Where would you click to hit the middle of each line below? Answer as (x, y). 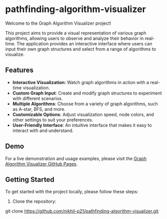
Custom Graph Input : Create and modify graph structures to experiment (87, 93)
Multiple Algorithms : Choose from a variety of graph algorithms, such (85, 104)
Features (19, 70)
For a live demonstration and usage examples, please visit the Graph (76, 158)
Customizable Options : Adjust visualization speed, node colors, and (83, 114)
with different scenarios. (38, 98)
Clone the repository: (34, 201)
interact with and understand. (43, 130)
